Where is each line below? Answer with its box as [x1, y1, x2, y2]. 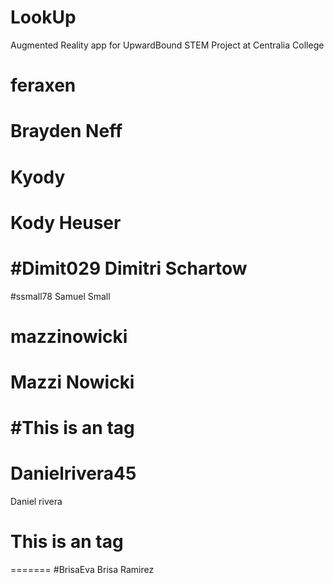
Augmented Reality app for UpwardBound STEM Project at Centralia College [10, 39, 325, 51]
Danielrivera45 [10, 462, 137, 485]
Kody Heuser [10, 211, 122, 234]
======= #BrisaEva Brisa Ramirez [10, 564, 155, 576]
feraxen [10, 74, 77, 97]
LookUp [10, 6, 77, 29]
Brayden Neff [10, 120, 123, 143]
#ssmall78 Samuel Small [10, 290, 111, 302]
